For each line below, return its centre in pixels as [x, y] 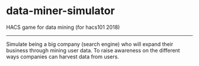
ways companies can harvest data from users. [63, 57]
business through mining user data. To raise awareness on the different [93, 50]
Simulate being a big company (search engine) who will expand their [90, 44]
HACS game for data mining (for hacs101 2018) [63, 27]
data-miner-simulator [61, 11]
